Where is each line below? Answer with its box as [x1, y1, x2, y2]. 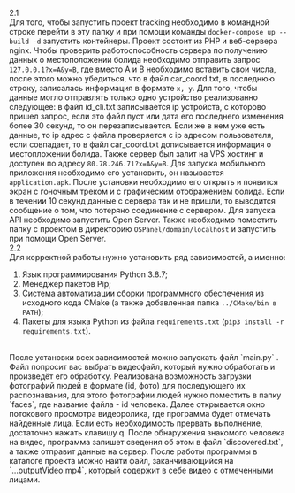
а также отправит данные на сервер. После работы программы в [9, 446, 258, 457]
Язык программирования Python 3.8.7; [21, 269, 168, 280]
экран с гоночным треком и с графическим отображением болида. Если [9, 186, 285, 196]
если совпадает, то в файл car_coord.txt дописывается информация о [9, 139, 272, 150]
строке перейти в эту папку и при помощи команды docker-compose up [9, 27, 276, 36]
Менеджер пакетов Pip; [21, 279, 112, 289]
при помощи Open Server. [9, 234, 107, 243]
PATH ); [21, 307, 44, 317]
